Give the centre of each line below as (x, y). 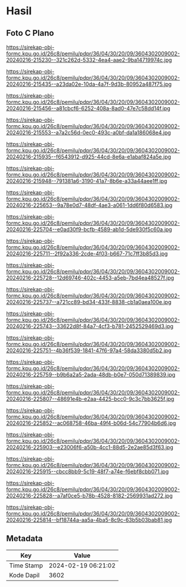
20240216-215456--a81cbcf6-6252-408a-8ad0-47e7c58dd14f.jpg (89, 108)
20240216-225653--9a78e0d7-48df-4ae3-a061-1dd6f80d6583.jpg (89, 205)
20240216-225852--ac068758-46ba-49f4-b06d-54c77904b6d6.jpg (91, 423)
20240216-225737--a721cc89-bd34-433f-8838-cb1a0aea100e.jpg (89, 302)
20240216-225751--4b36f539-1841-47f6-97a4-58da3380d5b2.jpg (89, 350)
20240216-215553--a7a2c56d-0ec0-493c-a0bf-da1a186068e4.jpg (89, 133)
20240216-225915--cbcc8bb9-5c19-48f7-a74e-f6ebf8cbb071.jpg (87, 471)
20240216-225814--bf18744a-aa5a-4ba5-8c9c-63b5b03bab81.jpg (89, 520)
